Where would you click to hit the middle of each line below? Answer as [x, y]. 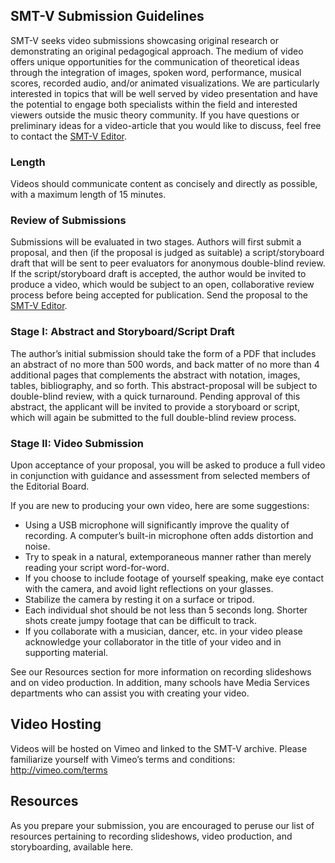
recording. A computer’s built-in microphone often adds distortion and [169, 535]
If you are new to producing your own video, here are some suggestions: [160, 505]
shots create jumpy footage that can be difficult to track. [141, 620]
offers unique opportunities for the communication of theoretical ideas [155, 61]
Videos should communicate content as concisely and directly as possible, [164, 184]
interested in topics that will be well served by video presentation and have [164, 93]
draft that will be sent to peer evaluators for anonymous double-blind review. [168, 263]
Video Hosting [56, 724]
